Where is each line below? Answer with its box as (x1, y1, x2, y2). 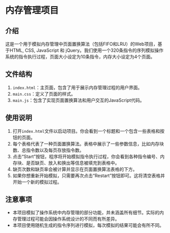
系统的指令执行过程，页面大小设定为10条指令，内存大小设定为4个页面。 (5, 54, 155, 60)
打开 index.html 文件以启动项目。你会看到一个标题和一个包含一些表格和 (12, 128, 160, 134)
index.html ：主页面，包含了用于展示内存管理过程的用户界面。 (12, 84, 143, 91)
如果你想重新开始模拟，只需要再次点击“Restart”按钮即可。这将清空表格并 (12, 172, 165, 179)
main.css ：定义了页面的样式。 (12, 91, 76, 97)
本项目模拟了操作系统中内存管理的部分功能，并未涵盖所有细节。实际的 (12, 210, 160, 216)
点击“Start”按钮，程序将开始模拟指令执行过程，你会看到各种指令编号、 (12, 153, 160, 159)
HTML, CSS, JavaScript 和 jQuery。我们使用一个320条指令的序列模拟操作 (9, 47, 164, 53)
